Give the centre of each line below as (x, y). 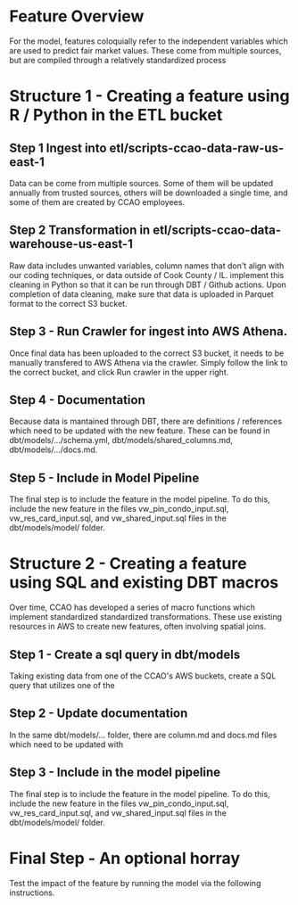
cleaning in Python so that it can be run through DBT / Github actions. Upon (148, 284)
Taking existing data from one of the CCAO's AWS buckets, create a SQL (143, 676)
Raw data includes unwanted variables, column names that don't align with (147, 266)
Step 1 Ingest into (58, 148)
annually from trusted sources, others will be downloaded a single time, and (149, 193)
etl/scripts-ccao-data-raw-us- (197, 148)
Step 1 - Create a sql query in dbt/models (125, 654)
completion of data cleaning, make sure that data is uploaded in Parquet (141, 294)
